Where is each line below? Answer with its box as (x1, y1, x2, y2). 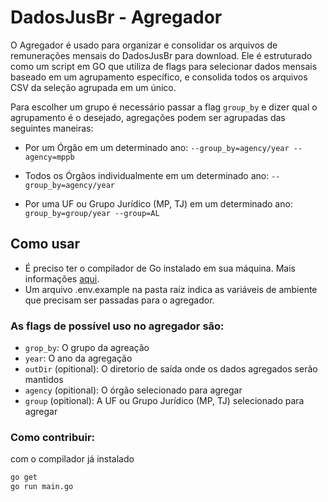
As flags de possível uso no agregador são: (10, 319, 225, 333)
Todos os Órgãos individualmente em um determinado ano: (24, 169, 270, 181)
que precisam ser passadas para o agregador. (24, 294, 215, 306)
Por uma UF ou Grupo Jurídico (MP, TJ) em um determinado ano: (24, 197, 293, 210)
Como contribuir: (10, 430, 96, 444)
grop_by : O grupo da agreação (24, 342, 150, 354)
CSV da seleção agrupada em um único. (10, 81, 177, 93)
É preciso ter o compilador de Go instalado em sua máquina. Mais (24, 262, 296, 274)
